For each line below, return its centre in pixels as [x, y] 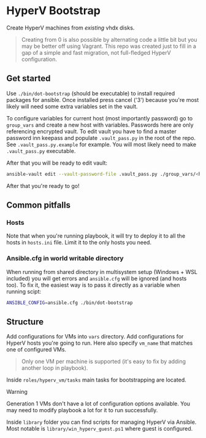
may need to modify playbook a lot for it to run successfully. [82, 410]
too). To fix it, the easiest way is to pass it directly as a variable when [93, 285]
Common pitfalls [38, 205]
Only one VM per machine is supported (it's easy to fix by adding [103, 362]
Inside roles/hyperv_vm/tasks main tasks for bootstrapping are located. [97, 380]
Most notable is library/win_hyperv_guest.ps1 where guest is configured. [100, 429]
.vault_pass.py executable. [41, 151]
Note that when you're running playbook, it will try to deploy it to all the [96, 236]
